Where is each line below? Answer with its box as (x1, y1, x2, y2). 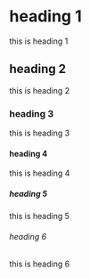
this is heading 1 (9, 36, 69, 46)
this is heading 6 (9, 258, 70, 269)
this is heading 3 (9, 127, 70, 139)
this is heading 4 (9, 168, 70, 179)
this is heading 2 (9, 85, 70, 95)
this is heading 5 (9, 211, 70, 222)
